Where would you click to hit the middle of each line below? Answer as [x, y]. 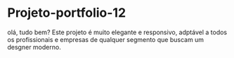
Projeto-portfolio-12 [67, 13]
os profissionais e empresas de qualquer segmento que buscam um [106, 39]
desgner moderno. [34, 47]
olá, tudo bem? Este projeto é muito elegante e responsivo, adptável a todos [117, 32]
